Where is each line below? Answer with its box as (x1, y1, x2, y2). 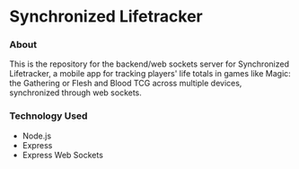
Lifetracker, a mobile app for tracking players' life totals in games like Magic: (9, 68, 292, 79)
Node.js (22, 130, 52, 141)
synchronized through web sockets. (9, 87, 142, 98)
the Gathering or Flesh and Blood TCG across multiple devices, (9, 78, 242, 89)
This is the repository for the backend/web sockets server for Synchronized (9, 58, 290, 69)
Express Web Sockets (22, 149, 103, 160)
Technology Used (9, 110, 88, 122)
